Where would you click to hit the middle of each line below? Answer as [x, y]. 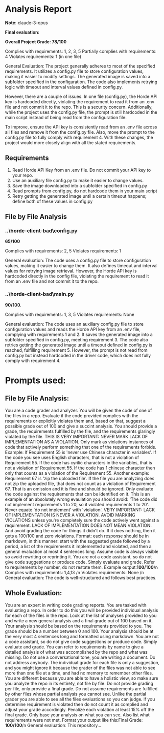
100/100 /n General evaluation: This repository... [53, 725]
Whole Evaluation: [34, 593]
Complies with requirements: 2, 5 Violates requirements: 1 [63, 251]
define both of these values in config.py [52, 201]
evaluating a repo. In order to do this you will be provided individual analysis [82, 610]
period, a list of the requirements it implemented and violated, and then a [78, 546]
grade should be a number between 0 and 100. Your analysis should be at [79, 631]
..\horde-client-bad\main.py [40, 294]
